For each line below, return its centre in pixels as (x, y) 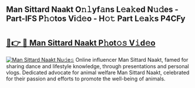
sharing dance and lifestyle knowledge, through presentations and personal (97, 66)
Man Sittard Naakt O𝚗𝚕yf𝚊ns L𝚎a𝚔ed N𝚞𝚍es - (92, 10)
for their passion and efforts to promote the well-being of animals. (86, 79)
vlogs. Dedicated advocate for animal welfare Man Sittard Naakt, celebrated (98, 73)
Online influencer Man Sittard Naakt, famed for (132, 60)
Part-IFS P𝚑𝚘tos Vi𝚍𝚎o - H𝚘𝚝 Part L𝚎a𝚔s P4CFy (96, 19)
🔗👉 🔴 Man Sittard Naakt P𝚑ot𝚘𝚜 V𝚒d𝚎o (81, 43)
